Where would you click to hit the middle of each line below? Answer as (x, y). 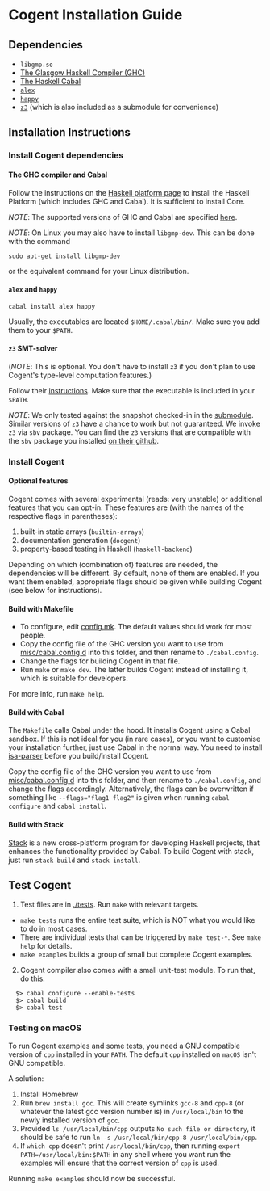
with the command (39, 241)
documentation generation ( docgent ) (80, 541)
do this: (33, 978)
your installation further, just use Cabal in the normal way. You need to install (135, 747)
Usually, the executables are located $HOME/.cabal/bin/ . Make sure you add (134, 322)
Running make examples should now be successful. (92, 1178)
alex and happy (33, 289)
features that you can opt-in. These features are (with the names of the (126, 507)
